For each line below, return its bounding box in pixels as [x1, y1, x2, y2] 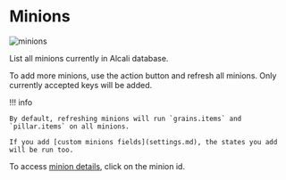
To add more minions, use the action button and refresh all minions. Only [9, 70, 277, 81]
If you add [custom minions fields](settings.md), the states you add [9, 137, 278, 146]
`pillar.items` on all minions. [9, 122, 130, 131]
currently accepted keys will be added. [9, 79, 153, 90]
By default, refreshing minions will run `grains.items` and [9, 114, 242, 123]
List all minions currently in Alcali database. [9, 53, 169, 63]
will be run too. [9, 145, 74, 154]
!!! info [9, 96, 33, 108]
